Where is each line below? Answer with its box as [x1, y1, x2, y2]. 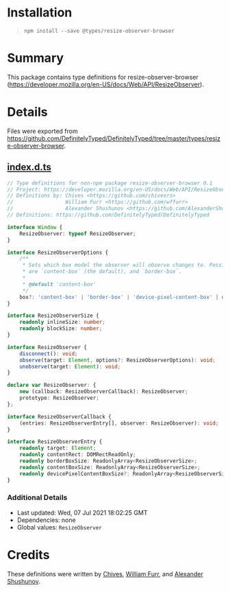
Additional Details [7, 493, 68, 502]
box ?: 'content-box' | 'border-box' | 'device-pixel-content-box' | [19, 294, 219, 300]
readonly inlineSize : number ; [19, 319, 106, 326]
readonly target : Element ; [19, 445, 97, 452]
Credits [7, 547, 50, 563]
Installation [7, 5, 73, 21]
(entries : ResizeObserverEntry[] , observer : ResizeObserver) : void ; [19, 420, 219, 427]
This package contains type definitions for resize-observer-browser [7, 73, 199, 81]
